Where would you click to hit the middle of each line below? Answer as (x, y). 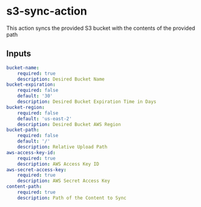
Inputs (19, 54)
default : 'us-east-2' (44, 119)
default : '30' (35, 96)
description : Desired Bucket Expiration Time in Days (87, 102)
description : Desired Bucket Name (61, 79)
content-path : (24, 187)
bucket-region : (26, 107)
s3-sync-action (47, 11)
